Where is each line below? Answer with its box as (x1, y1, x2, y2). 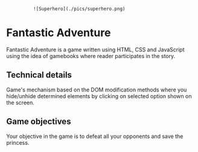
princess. (6, 139, 30, 146)
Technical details (6, 70, 72, 81)
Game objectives (6, 116, 71, 127)
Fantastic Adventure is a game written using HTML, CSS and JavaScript (6, 45, 185, 53)
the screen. (6, 99, 35, 106)
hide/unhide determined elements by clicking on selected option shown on (6, 92, 192, 99)
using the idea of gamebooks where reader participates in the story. (6, 52, 176, 59)
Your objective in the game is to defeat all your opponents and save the (6, 133, 184, 140)
